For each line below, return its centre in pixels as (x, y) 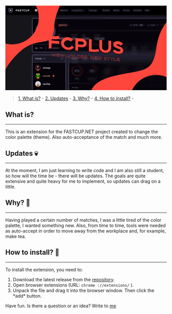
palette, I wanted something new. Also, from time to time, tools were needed (85, 225)
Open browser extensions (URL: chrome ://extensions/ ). (73, 285)
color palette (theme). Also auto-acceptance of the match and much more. (84, 137)
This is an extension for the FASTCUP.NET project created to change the (82, 132)
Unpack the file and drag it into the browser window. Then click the (83, 290)
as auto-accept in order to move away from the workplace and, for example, (86, 231)
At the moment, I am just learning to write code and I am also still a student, (85, 170)
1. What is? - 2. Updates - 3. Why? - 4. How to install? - (76, 98)
